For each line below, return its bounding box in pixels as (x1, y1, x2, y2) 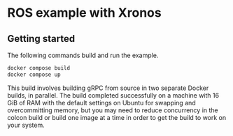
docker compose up (7, 71, 61, 78)
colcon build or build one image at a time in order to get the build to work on (7, 113, 227, 121)
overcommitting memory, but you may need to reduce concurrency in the (7, 106, 218, 114)
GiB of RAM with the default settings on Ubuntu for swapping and (7, 98, 196, 107)
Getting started (7, 33, 76, 45)
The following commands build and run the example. (7, 51, 159, 59)
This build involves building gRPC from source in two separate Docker (7, 84, 209, 92)
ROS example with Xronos (7, 5, 162, 21)
